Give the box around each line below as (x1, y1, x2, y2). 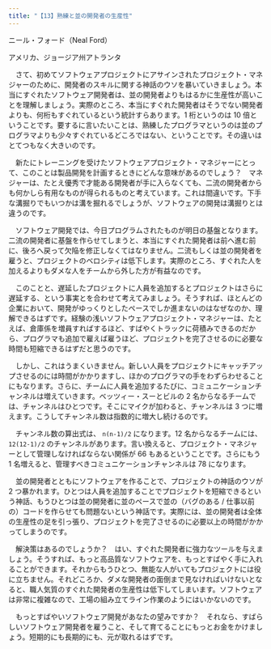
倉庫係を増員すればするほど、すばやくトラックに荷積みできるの (29, 323, 243, 333)
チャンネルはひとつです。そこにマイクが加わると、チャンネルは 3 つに (22, 401, 256, 411)
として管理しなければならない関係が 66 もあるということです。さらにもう (15, 448, 261, 458)
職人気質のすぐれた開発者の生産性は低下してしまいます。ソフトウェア (29, 584, 263, 594)
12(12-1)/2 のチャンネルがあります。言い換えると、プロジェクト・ (8, 439, 230, 448)
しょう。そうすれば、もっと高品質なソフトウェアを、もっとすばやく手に (8, 554, 249, 563)
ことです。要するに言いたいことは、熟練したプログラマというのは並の (22, 120, 256, 129)
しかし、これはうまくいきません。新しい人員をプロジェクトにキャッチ (15, 361, 249, 371)
